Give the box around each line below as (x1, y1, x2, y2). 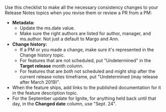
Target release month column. (19, 63, 84, 69)
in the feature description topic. (12, 90, 78, 96)
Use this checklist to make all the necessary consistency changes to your (5, 5, 158, 10)
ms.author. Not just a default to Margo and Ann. (19, 36, 119, 42)
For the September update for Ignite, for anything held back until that (12, 95, 156, 101)
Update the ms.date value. (19, 25, 75, 31)
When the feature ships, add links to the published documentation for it (12, 85, 161, 91)
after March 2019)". (19, 79, 60, 85)
